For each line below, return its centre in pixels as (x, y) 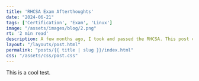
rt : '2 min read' (28, 34)
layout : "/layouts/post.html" (44, 45)
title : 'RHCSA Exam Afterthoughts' (50, 12)
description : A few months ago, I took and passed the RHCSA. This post (98, 39)
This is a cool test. (28, 72)
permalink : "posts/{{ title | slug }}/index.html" (70, 50)
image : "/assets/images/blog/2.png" (51, 28)
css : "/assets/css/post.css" (42, 56)
